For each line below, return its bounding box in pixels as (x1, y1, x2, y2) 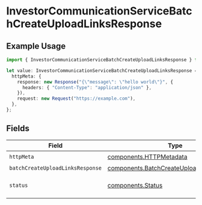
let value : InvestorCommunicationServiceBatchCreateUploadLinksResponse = (6, 67, 198, 73)
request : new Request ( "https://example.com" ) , (17, 96, 136, 102)
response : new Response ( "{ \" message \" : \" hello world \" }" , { (17, 79, 174, 85)
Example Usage (6, 41, 66, 51)
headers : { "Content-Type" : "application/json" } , (22, 84, 152, 91)
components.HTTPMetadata (107, 153, 188, 161)
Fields (6, 123, 30, 133)
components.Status (107, 181, 163, 189)
